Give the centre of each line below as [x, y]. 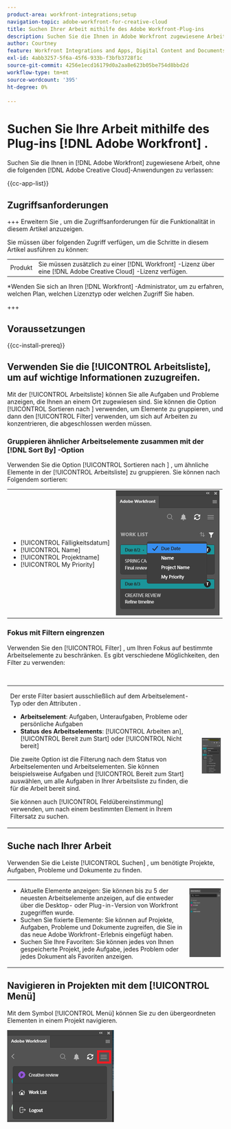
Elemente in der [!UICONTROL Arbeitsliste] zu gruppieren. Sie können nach [113, 472]
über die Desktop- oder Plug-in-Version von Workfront [99, 905]
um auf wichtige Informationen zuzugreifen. [104, 378]
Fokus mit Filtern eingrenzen [56, 633]
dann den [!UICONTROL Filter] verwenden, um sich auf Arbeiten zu [102, 416]
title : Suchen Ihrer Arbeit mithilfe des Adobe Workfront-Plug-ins [106, 29]
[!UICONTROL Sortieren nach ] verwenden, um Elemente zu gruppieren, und [115, 408]
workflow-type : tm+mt [38, 72]
